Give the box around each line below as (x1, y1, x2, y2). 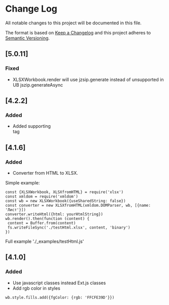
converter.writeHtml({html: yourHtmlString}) (5, 212, 103, 217)
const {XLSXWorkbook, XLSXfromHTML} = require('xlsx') (5, 189, 124, 195)
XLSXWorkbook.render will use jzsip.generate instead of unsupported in (12, 77, 164, 83)
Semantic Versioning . (5, 35, 50, 41)
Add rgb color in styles (12, 285, 60, 291)
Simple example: (5, 180, 40, 185)
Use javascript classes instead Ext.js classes (12, 280, 106, 286)
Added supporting (12, 123, 51, 129)
